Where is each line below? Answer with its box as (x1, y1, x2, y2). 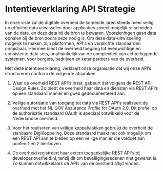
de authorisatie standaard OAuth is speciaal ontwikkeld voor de (12, 110, 140, 116)
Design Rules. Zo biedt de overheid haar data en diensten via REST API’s (12, 85, 158, 91)
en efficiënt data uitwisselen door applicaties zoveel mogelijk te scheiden (5, 24, 152, 30)
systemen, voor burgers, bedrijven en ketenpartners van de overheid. (5, 56, 145, 62)
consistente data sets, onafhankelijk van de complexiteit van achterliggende (5, 50, 158, 57)
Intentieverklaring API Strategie (5, 3, 136, 15)
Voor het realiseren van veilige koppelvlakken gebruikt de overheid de (12, 125, 153, 130)
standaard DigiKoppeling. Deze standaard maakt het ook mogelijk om (12, 130, 151, 136)
